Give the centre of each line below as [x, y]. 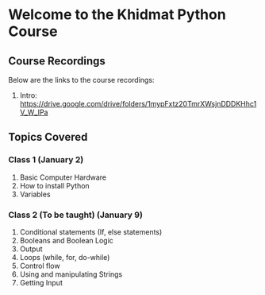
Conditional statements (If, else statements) [91, 231]
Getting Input [41, 282]
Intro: [28, 95]
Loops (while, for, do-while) [65, 257]
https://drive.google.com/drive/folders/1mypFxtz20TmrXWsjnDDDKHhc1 [138, 104]
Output [31, 249]
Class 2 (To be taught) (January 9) [75, 215]
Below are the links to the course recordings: [81, 80]
